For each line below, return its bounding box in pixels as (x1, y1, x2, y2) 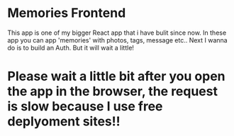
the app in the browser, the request (7, 84, 218, 100)
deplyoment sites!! (7, 113, 121, 130)
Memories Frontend (7, 5, 126, 21)
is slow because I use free (7, 98, 163, 115)
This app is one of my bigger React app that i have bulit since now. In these (7, 28, 227, 37)
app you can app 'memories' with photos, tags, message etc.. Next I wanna (7, 35, 228, 44)
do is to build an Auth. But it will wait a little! (7, 43, 135, 52)
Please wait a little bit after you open (7, 69, 225, 84)
